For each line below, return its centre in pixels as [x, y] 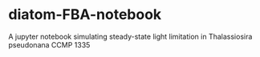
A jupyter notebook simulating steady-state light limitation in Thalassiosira [130, 36]
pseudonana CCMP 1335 [49, 44]
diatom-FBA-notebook [85, 15]
